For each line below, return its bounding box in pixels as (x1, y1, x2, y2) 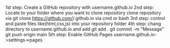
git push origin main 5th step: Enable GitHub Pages (5, 32, 113, 37)
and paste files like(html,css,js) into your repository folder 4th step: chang (5, 20, 161, 27)
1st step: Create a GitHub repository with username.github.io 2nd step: (5, 5, 154, 10)
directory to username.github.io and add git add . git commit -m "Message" (5, 26, 164, 32)
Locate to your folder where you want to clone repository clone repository (5, 10, 161, 16)
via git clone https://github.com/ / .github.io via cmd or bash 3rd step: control (5, 15, 165, 21)
